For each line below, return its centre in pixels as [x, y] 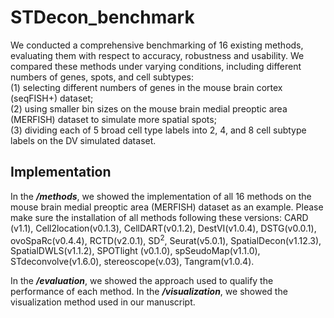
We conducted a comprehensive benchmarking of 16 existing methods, [157, 45]
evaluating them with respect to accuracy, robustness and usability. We [157, 55]
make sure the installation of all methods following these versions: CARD [159, 217]
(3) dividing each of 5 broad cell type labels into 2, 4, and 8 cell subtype [158, 130]
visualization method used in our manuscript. [103, 302]
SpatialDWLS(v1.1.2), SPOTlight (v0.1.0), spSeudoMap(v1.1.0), [135, 251]
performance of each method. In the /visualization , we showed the [149, 292]
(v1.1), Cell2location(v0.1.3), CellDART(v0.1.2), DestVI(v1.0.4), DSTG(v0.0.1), [163, 228]
